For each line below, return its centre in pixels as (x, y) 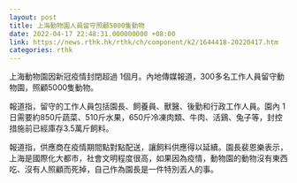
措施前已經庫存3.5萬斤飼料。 (61, 128)
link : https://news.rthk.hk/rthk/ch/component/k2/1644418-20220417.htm (144, 42)
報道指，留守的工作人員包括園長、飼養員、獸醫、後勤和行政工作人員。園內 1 (147, 106)
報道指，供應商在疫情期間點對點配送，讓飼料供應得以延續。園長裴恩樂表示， (148, 148)
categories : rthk (41, 50)
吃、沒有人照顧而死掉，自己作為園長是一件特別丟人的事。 (114, 170)
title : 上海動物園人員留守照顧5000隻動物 (77, 26)
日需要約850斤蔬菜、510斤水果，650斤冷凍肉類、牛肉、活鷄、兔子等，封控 (146, 118)
